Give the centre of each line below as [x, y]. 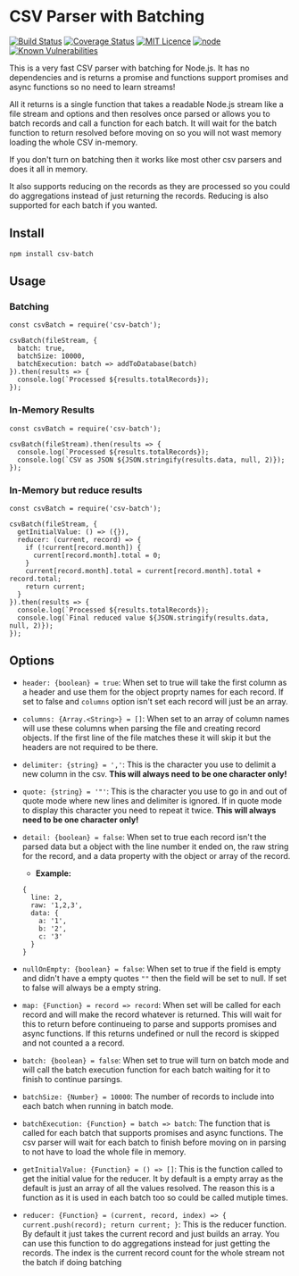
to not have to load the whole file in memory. [104, 1151]
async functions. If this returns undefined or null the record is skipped [150, 1033]
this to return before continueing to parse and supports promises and [149, 1023]
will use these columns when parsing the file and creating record [141, 728]
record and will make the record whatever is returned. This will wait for [152, 1014]
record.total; [36, 579]
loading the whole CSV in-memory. [74, 142]
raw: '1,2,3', [57, 905]
